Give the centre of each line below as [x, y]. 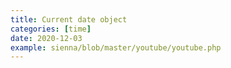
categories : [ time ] [51, 29]
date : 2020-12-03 [46, 38]
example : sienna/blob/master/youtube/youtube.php [116, 47]
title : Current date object [69, 19]
